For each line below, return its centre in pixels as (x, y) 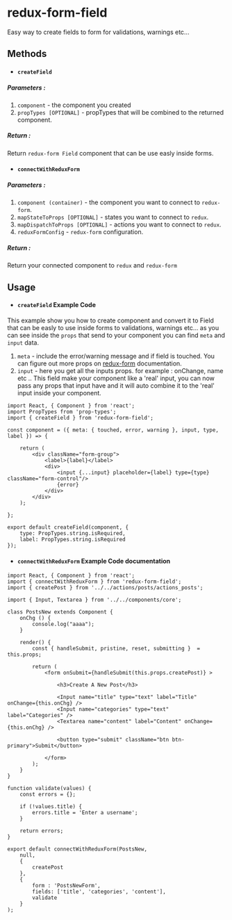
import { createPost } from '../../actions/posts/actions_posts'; (105, 588)
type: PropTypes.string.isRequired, (73, 533)
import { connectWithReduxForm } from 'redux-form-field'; (94, 582)
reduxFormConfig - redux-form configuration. (80, 232)
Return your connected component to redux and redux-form (92, 265)
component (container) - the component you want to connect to (108, 202)
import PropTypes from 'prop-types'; (62, 411)
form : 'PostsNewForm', (66, 886)
